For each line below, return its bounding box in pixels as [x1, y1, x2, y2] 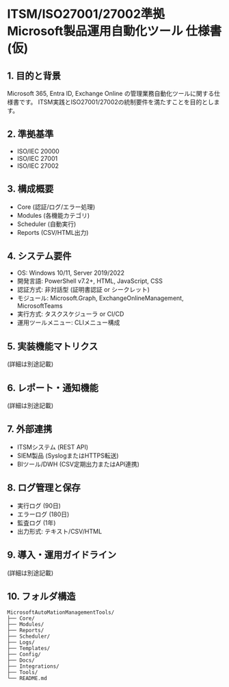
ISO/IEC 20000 [16, 147, 59, 155]
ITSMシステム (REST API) [16, 442, 89, 451]
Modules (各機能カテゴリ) [16, 211, 90, 219]
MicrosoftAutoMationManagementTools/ [7, 609, 115, 616]
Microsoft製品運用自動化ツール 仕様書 [7, 23, 222, 39]
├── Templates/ [7, 645, 51, 652]
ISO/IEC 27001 [16, 154, 58, 162]
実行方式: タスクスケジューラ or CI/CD [16, 310, 124, 318]
